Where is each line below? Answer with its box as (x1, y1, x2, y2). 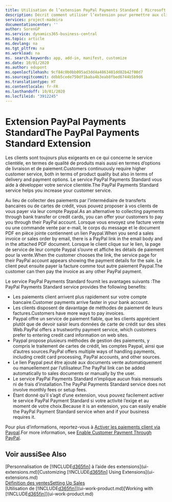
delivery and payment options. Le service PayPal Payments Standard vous (5, 176, 162, 183)
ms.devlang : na (5, 41, 38, 46)
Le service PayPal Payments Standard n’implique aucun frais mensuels (12, 376, 163, 382)
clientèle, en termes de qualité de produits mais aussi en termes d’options (5, 160, 161, 166)
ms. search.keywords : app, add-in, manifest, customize (5, 55, 127, 61)
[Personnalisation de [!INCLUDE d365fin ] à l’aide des (5, 463, 116, 470)
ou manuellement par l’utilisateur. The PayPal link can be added (12, 365, 145, 371)
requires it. (12, 414, 36, 420)
